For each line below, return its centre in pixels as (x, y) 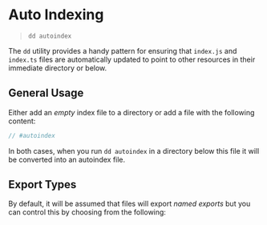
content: (22, 121)
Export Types (42, 185)
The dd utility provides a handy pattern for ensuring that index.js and (123, 50)
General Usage (46, 93)
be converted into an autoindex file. (67, 159)
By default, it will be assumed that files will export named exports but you (129, 204)
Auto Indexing (56, 15)
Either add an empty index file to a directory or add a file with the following (131, 112)
